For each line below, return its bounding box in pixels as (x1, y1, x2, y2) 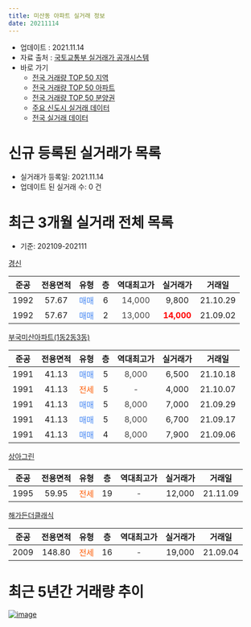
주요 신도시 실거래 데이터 (31, 102, 110, 113)
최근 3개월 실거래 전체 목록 (8, 213, 174, 232)
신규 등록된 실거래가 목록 (8, 144, 162, 162)
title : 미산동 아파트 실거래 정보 (8, 11, 105, 20)
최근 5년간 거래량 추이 (8, 583, 145, 600)
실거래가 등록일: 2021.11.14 (19, 172, 105, 182)
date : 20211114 (8, 19, 60, 27)
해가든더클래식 (8, 510, 55, 520)
